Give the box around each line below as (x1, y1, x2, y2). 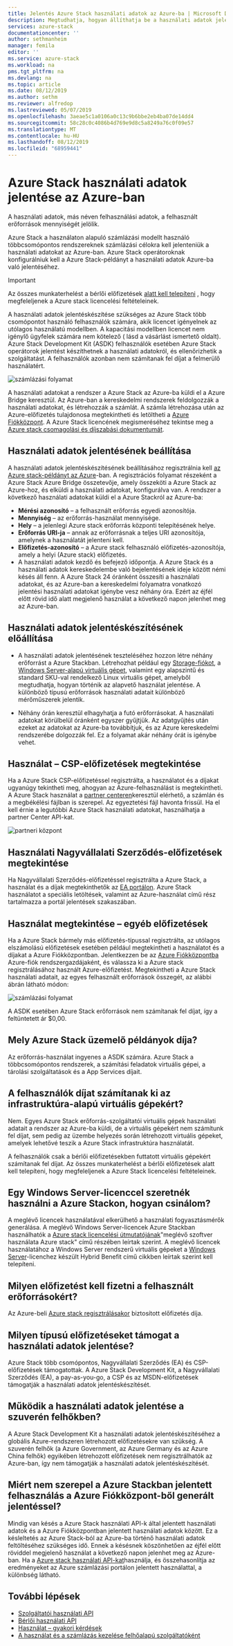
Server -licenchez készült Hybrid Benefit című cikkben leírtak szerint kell (8, 1252, 213, 1261)
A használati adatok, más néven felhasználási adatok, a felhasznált (8, 212, 198, 221)
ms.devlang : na (8, 74, 52, 82)
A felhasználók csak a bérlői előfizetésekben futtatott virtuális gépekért (8, 1152, 211, 1160)
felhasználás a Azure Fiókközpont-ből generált (8, 1490, 214, 1501)
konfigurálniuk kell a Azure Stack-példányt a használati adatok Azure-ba (8, 255, 214, 263)
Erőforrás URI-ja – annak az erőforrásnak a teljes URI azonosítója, (17, 528, 206, 537)
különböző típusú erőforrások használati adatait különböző (17, 687, 185, 696)
